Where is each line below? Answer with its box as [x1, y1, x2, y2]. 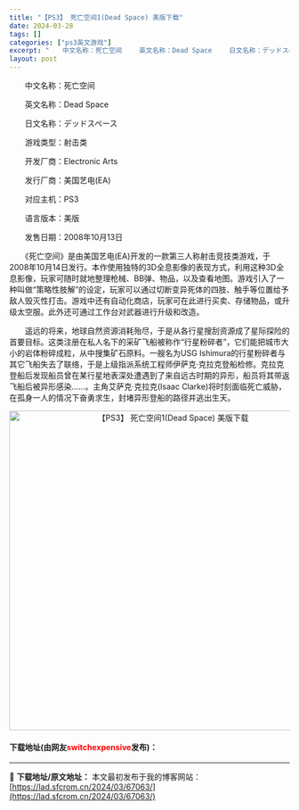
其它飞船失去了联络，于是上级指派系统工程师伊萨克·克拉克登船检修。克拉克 [9, 359, 285, 369]
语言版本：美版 [24, 213, 80, 223]
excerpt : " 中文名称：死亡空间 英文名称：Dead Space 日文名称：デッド [9, 46, 283, 55]
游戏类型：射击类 [24, 137, 87, 147]
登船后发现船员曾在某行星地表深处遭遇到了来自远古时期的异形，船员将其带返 [9, 370, 290, 380]
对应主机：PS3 [24, 194, 79, 204]
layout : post [9, 54, 58, 63]
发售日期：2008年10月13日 [24, 232, 123, 242]
